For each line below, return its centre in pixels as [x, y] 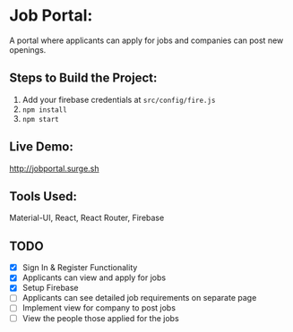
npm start [41, 119]
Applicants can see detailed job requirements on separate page [139, 298]
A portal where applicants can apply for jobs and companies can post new [146, 40]
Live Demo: [41, 147]
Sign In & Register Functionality [80, 268]
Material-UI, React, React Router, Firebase [87, 218]
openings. [28, 49]
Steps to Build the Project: [83, 78]
